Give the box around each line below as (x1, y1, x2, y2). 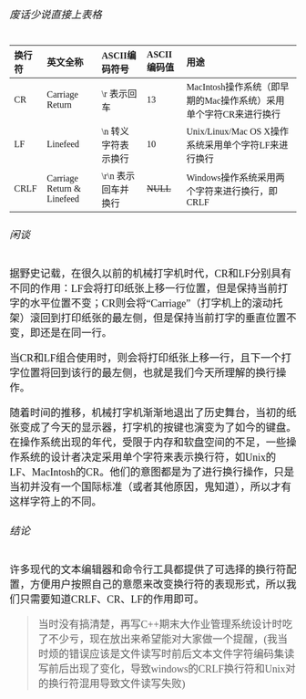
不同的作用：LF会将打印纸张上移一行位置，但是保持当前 (9, 283, 279, 296)
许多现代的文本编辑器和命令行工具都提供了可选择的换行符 (9, 564, 287, 577)
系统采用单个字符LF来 (186, 140, 280, 151)
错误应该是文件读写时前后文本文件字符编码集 (68, 648, 285, 661)
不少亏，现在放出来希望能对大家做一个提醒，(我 (48, 633, 278, 646)
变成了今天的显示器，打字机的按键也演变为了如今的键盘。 (19, 422, 297, 434)
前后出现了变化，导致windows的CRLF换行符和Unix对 (48, 662, 296, 675)
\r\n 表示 (101, 171, 135, 182)
